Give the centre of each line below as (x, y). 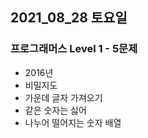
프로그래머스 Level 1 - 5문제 (74, 49)
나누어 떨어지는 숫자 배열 (73, 122)
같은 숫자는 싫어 (55, 110)
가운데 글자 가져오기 (63, 97)
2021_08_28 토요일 (69, 18)
